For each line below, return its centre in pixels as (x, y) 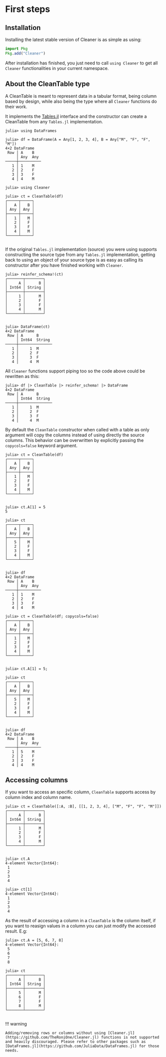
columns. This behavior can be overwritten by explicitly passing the (75, 440)
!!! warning (16, 1024)
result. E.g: (16, 931)
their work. (16, 106)
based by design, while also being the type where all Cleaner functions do (81, 101)
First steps (28, 9)
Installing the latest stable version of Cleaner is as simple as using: (74, 39)
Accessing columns (37, 780)
